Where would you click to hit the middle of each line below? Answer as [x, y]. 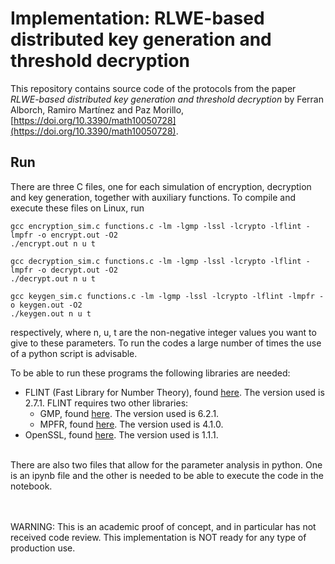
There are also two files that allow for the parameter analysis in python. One [166, 464]
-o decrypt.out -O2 [77, 270]
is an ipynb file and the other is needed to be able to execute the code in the [167, 475]
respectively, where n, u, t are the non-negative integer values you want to [163, 332]
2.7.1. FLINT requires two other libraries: [106, 403]
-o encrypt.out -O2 [77, 235]
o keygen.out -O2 [46, 305]
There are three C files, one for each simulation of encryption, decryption [161, 186]
